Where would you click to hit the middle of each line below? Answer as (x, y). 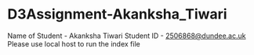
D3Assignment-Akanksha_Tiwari (118, 14)
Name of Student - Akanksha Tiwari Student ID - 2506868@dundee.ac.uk (127, 36)
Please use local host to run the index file (74, 43)
